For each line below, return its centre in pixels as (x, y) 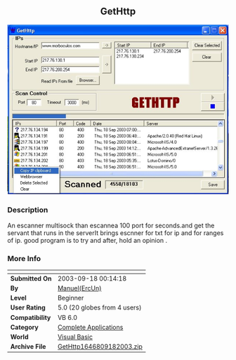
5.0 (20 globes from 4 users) (99, 307)
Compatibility (31, 317)
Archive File (28, 347)
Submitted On (31, 278)
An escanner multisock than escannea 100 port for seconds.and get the (111, 225)
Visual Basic (75, 337)
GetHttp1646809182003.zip (100, 347)
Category (24, 327)
